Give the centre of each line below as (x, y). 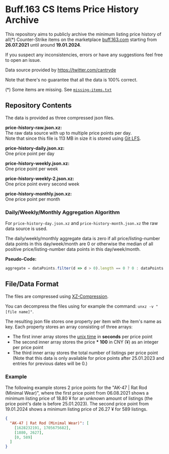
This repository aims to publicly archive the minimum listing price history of (83, 34)
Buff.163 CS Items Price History (72, 9)
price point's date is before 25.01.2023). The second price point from (77, 404)
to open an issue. (23, 60)
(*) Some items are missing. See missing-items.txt (59, 89)
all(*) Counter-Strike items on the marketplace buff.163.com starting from (81, 40)
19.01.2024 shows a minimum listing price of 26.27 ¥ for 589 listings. (76, 409)
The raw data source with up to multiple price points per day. (69, 133)
